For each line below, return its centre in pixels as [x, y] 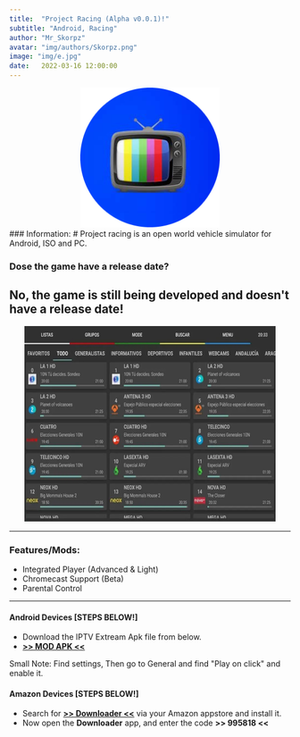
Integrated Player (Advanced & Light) [90, 569]
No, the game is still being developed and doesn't [150, 295]
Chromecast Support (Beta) [73, 579]
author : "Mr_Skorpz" [48, 38]
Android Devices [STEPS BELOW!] [74, 617]
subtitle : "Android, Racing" [63, 28]
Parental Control [52, 589]
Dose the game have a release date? [89, 266]
